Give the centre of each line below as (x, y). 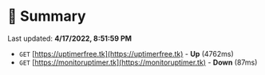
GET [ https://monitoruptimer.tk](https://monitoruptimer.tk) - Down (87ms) (138, 62)
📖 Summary (47, 16)
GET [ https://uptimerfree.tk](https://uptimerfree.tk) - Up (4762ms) (127, 53)
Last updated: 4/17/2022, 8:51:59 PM (70, 38)
